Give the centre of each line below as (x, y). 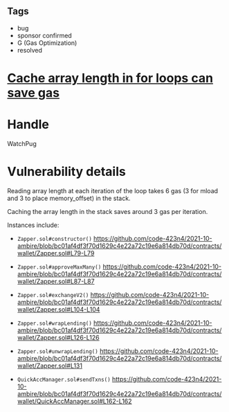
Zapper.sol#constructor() (54, 239)
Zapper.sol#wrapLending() (54, 323)
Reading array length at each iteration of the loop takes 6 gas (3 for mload (113, 190)
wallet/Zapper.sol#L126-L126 (58, 337)
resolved (30, 50)
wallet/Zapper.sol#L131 (50, 366)
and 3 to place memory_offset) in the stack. (69, 198)
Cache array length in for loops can (110, 78)
